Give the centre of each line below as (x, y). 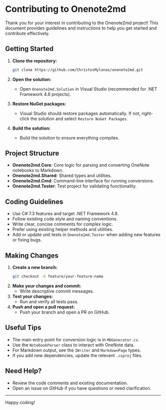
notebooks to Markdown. (38, 170)
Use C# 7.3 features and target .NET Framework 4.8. (65, 214)
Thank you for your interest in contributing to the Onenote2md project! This (82, 23)
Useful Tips (23, 328)
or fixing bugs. (27, 240)
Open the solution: (32, 79)
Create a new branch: (35, 268)
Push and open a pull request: (43, 307)
